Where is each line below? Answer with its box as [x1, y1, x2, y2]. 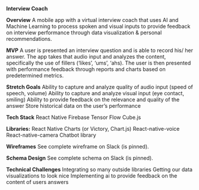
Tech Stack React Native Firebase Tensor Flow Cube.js [6, 114, 141, 121]
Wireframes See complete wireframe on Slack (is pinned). [6, 143, 150, 150]
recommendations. [6, 36, 52, 42]
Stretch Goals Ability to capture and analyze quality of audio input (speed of [6, 83, 193, 91]
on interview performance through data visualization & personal [6, 29, 162, 36]
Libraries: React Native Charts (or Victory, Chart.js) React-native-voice [6, 125, 180, 132]
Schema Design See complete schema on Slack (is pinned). [6, 154, 153, 162]
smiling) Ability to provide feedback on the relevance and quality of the [6, 96, 180, 103]
